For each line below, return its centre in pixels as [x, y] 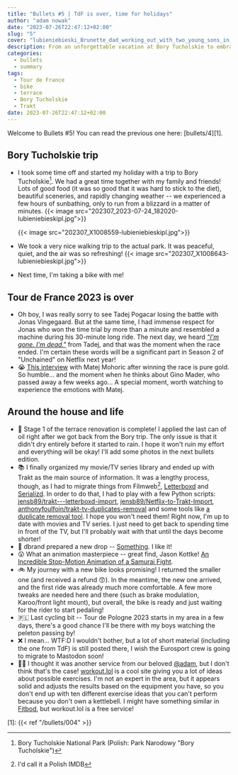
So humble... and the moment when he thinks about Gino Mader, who [119, 375]
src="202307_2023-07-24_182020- [127, 211]
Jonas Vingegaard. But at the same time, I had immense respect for [116, 322]
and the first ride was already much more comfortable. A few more [115, 587]
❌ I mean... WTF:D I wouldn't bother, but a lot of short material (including [124, 640]
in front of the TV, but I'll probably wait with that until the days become [120, 531]
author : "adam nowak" [39, 21]
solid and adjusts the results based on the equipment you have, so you [121, 686]
